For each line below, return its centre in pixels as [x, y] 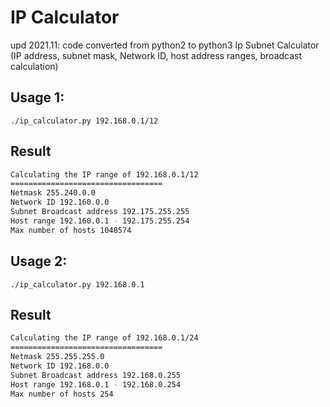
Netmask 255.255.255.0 [57, 357]
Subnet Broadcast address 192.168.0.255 [96, 375]
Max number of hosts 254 [62, 394]
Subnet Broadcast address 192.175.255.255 [100, 212]
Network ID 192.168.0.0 [60, 366]
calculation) [34, 66]
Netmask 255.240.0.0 [53, 193]
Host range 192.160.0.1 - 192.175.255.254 [100, 221]
